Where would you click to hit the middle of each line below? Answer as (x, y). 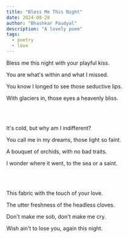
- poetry (23, 40)
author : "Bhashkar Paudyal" (42, 23)
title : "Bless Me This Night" (45, 12)
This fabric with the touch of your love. (55, 193)
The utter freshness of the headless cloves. (61, 205)
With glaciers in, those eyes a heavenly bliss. (62, 98)
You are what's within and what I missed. (57, 74)
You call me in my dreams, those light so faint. (64, 139)
